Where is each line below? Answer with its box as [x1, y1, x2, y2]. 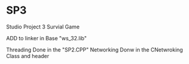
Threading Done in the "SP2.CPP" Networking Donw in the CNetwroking [6, 46, 183, 53]
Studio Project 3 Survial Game [6, 23, 80, 30]
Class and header [6, 52, 49, 59]
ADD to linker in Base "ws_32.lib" [6, 34, 87, 41]
